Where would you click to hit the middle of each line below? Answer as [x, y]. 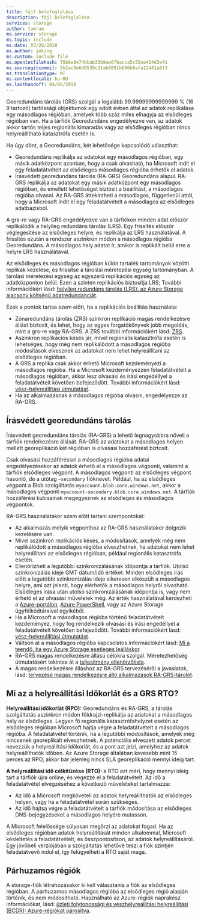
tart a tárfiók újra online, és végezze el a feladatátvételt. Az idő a [86, 777]
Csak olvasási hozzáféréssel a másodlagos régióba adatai [78, 459]
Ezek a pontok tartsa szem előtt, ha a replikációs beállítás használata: [92, 307]
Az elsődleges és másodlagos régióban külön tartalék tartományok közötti [98, 263]
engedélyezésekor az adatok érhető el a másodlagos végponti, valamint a [97, 466]
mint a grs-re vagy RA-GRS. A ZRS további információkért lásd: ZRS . [99, 331]
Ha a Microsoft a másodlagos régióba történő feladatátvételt [89, 617]
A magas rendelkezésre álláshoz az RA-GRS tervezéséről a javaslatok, [101, 668]
